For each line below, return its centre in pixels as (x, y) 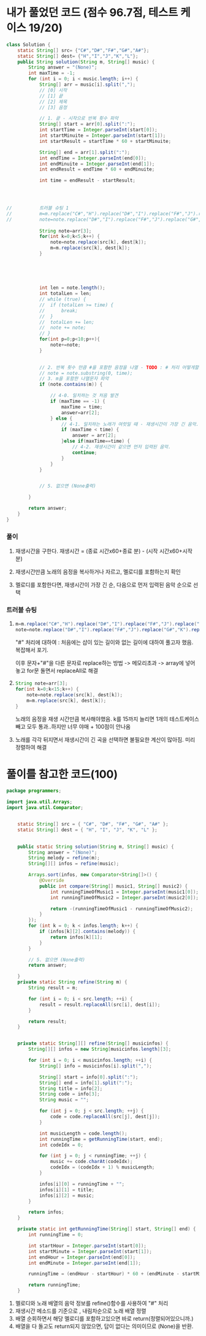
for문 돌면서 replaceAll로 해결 (63, 671)
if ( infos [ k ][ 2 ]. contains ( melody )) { (87, 932)
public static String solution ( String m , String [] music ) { (96, 847)
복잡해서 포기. (32, 650)
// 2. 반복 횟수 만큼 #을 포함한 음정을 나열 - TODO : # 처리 (109, 367)
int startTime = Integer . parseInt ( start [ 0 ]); (98, 130)
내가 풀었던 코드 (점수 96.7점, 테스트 (92, 13)
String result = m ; (53, 988)
